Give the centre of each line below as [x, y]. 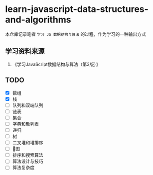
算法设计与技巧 [28, 161]
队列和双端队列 [28, 105]
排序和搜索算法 [28, 155]
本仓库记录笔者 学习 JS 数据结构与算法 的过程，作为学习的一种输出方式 [76, 34]
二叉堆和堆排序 [28, 143]
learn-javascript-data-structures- [77, 9]
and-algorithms [38, 20]
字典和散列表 [25, 124]
